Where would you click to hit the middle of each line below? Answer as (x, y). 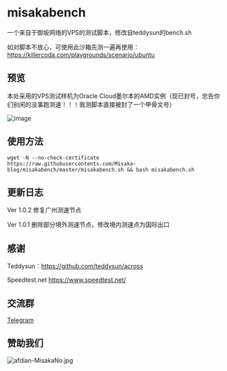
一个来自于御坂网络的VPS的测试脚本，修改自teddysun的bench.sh (99, 32)
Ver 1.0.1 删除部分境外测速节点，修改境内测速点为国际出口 (88, 225)
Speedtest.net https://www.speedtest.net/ (67, 280)
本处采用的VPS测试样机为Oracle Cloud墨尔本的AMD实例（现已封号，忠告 (111, 96)
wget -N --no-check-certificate (53, 158)
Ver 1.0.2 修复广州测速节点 (44, 210)
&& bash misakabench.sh (160, 169)
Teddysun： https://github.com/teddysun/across (75, 266)
